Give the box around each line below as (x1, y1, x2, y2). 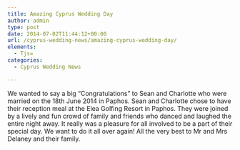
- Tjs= (14, 50, 34, 58)
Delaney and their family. (7, 134, 81, 143)
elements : (7, 43, 37, 50)
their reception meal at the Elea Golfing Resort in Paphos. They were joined (7, 104, 229, 112)
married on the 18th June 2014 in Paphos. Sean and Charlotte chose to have (7, 97, 231, 105)
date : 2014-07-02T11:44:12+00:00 (7, 30, 107, 38)
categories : (7, 57, 43, 64)
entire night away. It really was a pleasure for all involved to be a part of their (7, 119, 233, 128)
